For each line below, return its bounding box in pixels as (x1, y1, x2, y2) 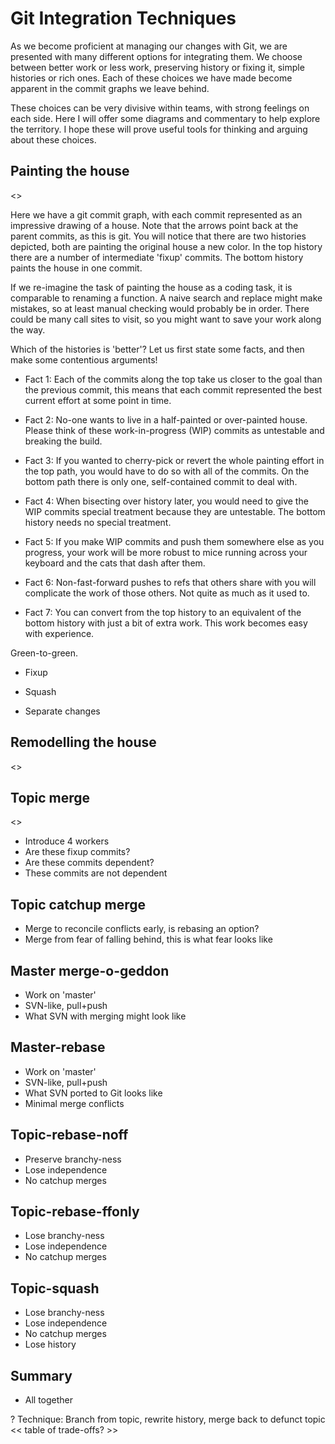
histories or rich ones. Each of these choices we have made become (10, 72, 293, 84)
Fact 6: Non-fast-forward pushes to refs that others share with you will (24, 576, 317, 588)
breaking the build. (24, 435, 103, 447)
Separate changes (24, 705, 101, 717)
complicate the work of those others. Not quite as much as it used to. (24, 587, 310, 599)
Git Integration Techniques (10, 7, 237, 30)
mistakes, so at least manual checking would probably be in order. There (10, 302, 310, 314)
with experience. (24, 627, 95, 639)
